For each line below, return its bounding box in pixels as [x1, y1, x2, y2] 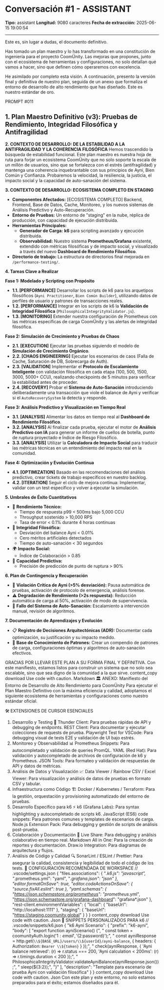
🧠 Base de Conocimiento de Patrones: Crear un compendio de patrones [12, 639, 159, 645]
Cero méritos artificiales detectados [19, 535, 92, 541]
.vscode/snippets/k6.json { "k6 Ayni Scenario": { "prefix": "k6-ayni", [12, 922, 149, 928]
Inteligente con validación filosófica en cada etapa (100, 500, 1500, [12, 369, 148, 375]
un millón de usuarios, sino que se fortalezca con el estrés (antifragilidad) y [5, 162, 157, 167]
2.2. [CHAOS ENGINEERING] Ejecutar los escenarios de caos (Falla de [12, 353, 154, 359]
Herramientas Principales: [12, 222, 67, 228]
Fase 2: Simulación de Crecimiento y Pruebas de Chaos [5, 333, 120, 339]
